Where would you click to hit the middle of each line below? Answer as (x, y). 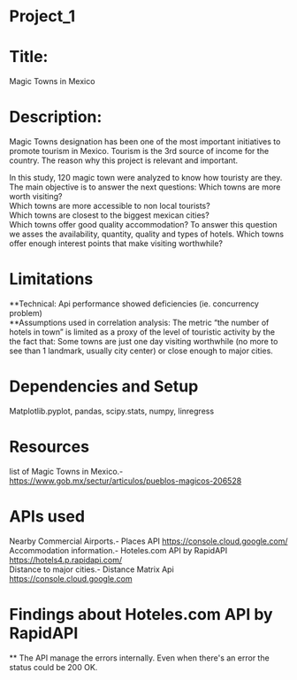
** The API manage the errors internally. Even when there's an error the (139, 658)
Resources (49, 447)
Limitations (51, 279)
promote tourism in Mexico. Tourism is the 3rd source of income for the (139, 151)
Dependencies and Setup (104, 386)
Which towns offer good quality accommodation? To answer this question (143, 225)
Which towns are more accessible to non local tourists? (110, 206)
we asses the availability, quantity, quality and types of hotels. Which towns (147, 234)
